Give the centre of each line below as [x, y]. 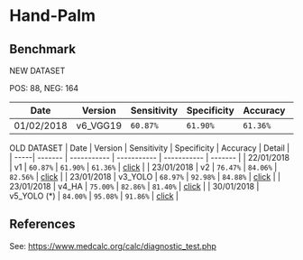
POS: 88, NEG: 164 [44, 88]
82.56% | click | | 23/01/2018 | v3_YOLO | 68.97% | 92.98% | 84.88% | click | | [145, 176]
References [42, 224]
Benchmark [43, 49]
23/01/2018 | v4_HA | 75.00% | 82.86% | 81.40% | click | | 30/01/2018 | [134, 186]
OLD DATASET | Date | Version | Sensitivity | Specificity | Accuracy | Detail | [150, 148]
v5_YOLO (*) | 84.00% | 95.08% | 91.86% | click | [94, 196]
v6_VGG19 [99, 125]
